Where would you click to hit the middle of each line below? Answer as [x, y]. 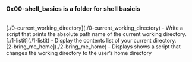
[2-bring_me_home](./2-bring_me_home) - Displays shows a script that [94, 47]
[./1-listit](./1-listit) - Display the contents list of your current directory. [91, 41]
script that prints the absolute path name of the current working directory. [97, 34]
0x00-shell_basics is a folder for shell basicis [73, 9]
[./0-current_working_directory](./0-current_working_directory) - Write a [95, 28]
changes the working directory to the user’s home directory [79, 53]
